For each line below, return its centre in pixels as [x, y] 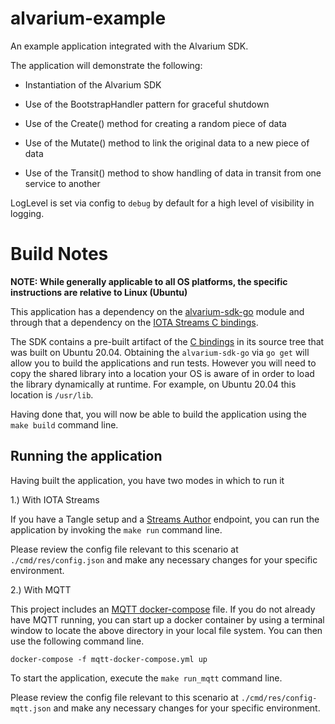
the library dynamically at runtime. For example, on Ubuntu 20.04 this [153, 384]
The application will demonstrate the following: [106, 65]
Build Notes [59, 254]
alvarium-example [88, 18]
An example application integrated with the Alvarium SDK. [129, 46]
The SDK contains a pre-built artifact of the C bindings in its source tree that [167, 341]
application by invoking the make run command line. [116, 529]
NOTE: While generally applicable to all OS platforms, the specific [149, 281]
